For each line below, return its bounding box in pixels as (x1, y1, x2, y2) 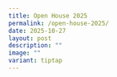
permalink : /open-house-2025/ (8, 19, 110, 27)
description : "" (8, 42, 63, 50)
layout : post (8, 34, 52, 43)
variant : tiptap (8, 57, 63, 65)
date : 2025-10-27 (8, 26, 67, 34)
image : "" (8, 49, 42, 57)
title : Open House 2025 (8, 11, 88, 20)
